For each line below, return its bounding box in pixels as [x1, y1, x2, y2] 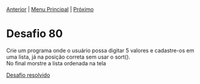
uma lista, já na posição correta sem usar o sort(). [6, 53, 130, 60]
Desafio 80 [6, 27, 63, 40]
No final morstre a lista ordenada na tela [6, 59, 106, 66]
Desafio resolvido [6, 71, 50, 79]
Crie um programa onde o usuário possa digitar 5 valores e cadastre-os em [6, 47, 195, 54]
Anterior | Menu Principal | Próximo [6, 6, 94, 13]
